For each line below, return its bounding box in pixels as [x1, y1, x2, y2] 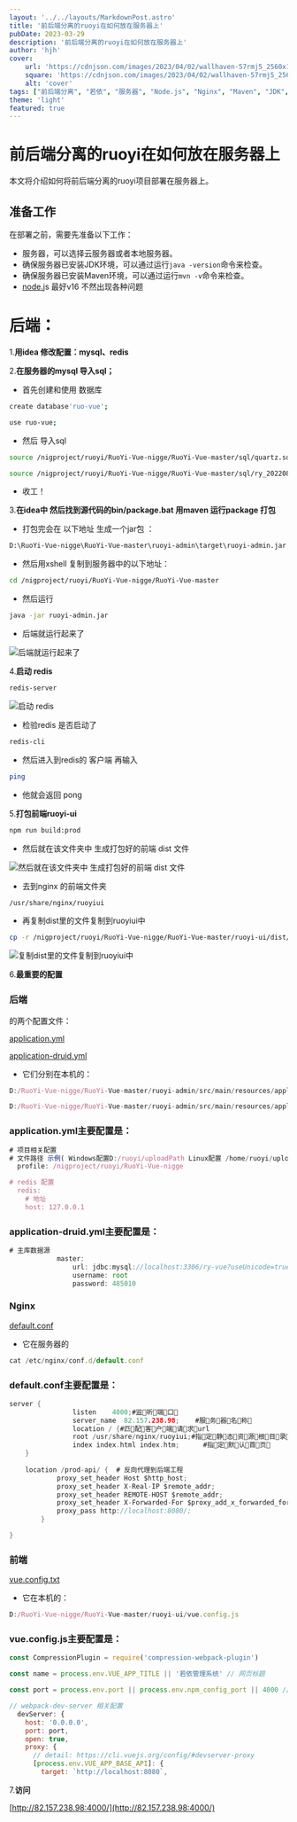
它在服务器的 [21, 1338, 69, 1349]
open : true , [25, 1734, 69, 1743]
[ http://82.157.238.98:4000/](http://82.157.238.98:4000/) [9, 1802, 216, 1813]
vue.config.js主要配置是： [9, 1633, 122, 1646]
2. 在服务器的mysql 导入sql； [9, 365, 115, 376]
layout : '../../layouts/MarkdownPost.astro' [9, 12, 176, 22]
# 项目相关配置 [9, 1146, 57, 1154]
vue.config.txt [9, 1575, 60, 1585]
